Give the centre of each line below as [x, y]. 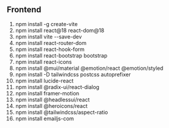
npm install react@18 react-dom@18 [60, 30]
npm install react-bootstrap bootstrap [61, 55]
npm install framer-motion [47, 93]
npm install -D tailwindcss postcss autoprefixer [73, 74]
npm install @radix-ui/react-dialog [57, 87]
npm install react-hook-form [50, 49]
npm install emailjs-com [45, 119]
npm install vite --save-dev [48, 36]
